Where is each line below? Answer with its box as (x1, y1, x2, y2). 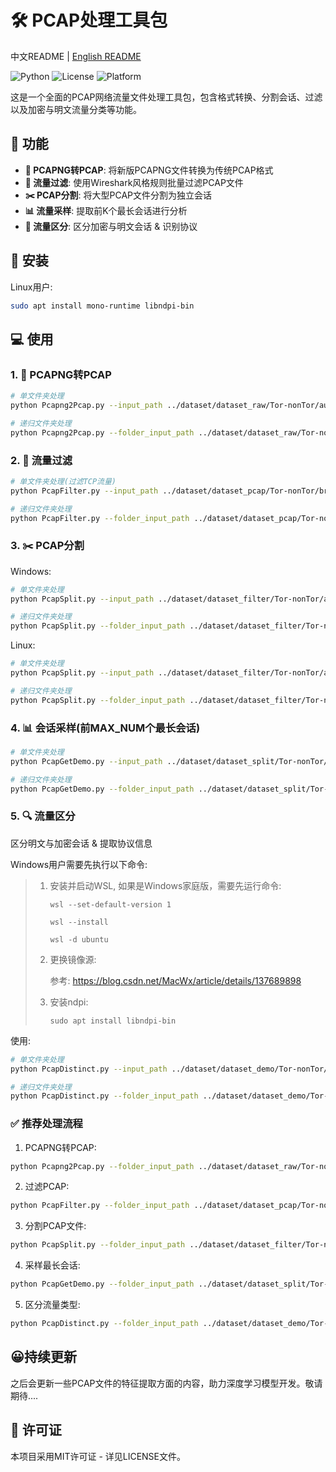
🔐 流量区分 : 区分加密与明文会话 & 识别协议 (24, 220, 198, 232)
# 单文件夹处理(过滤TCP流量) (10, 476, 117, 486)
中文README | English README (10, 50, 142, 62)
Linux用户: (10, 281, 53, 293)
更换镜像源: (49, 953, 97, 965)
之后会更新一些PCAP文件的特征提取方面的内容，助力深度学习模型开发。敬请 (10, 1377, 323, 1389)
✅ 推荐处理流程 (10, 1117, 83, 1131)
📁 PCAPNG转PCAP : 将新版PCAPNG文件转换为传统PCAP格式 (24, 164, 274, 176)
